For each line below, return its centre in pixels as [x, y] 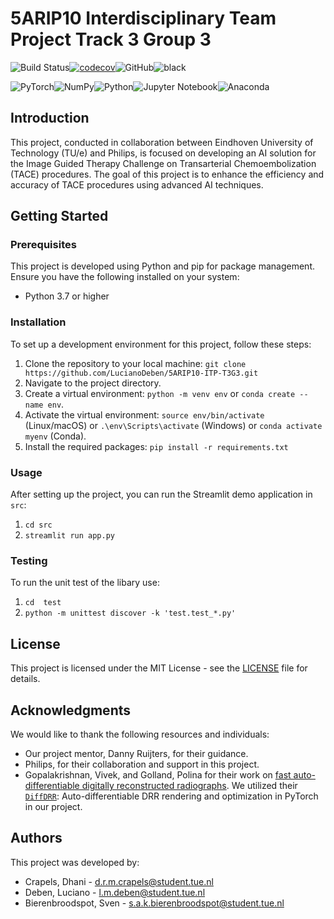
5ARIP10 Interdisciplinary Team [143, 18]
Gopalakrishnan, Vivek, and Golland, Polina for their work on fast [158, 774]
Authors [36, 838]
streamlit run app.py [69, 536]
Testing [29, 560]
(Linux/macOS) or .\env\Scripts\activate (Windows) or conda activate [173, 425]
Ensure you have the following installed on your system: [125, 277]
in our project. [53, 806]
